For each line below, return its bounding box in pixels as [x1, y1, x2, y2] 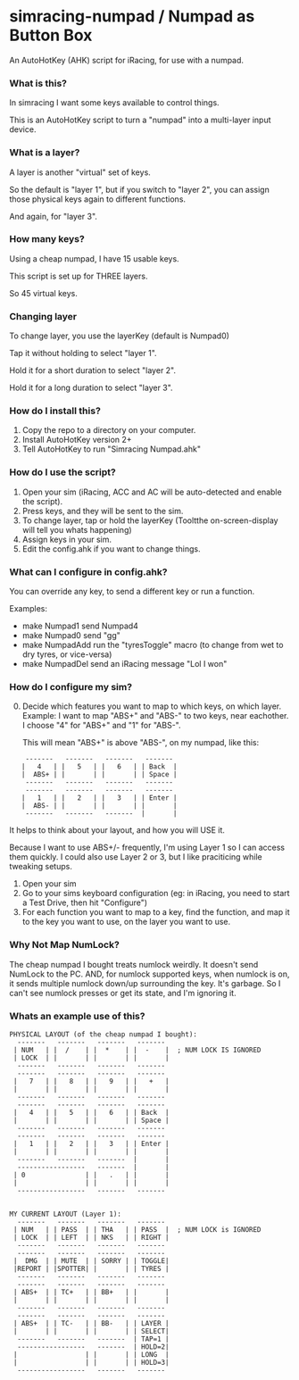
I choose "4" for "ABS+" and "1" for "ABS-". [21, 720, 181, 731]
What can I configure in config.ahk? [9, 565, 168, 578]
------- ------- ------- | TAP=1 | [17, 1334, 170, 1343]
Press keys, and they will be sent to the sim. [21, 505, 184, 516]
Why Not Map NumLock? [9, 939, 120, 952]
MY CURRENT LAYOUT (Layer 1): [9, 1210, 122, 1218]
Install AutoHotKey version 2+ [21, 435, 132, 445]
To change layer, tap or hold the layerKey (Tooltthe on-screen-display [21, 515, 278, 526]
